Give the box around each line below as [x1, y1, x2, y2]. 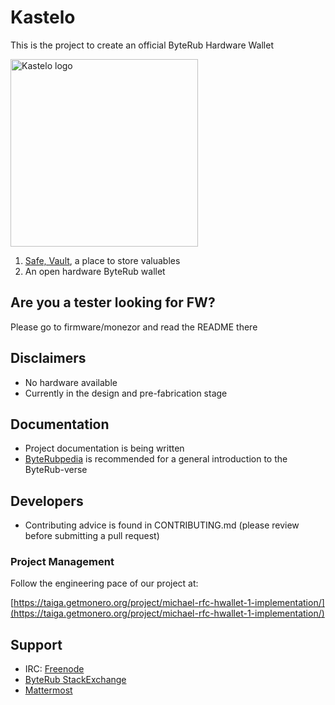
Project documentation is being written [24, 442, 185, 455]
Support [10, 636, 63, 653]
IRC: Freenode [24, 663, 85, 675]
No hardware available [24, 376, 118, 388]
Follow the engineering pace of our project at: [10, 577, 199, 590]
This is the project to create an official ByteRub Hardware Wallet [10, 39, 274, 51]
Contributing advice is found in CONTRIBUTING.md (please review [24, 519, 300, 531]
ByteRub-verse [24, 464, 88, 476]
